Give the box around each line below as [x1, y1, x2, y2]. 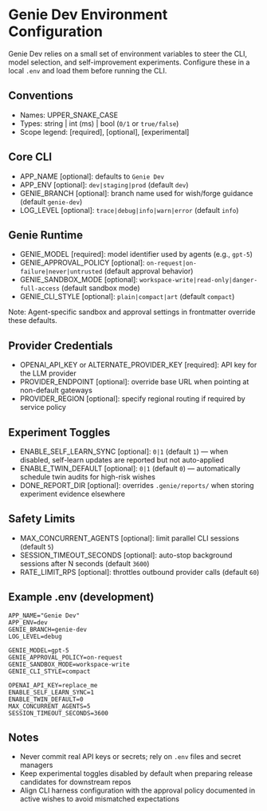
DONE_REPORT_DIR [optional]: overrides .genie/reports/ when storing [19, 481, 254, 490]
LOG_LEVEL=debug [8, 632, 62, 640]
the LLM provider [19, 368, 77, 378]
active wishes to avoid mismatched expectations [19, 794, 179, 804]
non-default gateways [19, 385, 93, 396]
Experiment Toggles [8, 425, 111, 439]
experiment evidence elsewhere [19, 489, 126, 498]
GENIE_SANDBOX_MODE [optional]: [19, 275, 138, 285]
